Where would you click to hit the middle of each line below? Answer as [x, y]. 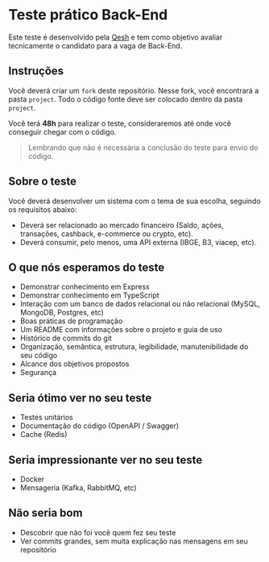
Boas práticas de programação [71, 321]
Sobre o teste [42, 182]
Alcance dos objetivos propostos [74, 364]
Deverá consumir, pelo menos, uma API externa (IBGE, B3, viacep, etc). [138, 242]
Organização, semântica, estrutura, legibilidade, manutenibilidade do [134, 347]
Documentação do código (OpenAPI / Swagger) [99, 426]
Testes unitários [47, 418]
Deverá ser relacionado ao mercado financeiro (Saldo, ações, [122, 225]
